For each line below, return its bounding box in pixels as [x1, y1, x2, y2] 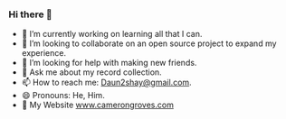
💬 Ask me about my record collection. [21, 67, 162, 78]
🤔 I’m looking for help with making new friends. [21, 58, 197, 69]
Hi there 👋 [8, 8, 53, 21]
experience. [21, 48, 67, 59]
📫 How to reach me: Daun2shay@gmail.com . [21, 77, 192, 88]
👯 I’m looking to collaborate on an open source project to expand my [21, 38, 277, 49]
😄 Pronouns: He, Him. [21, 90, 105, 101]
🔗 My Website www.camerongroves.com [21, 99, 174, 111]
